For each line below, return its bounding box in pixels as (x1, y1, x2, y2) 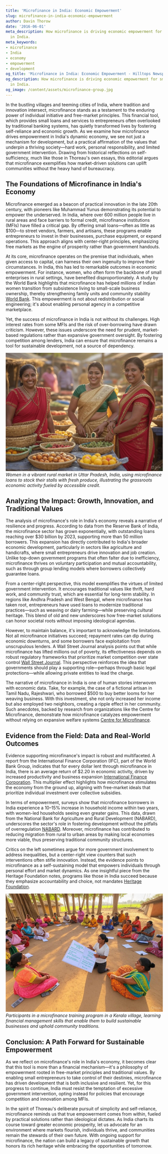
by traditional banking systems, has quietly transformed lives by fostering (5, 123, 157, 129)
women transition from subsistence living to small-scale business (5, 285, 140, 291)
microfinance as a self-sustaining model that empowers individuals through (5, 862, 161, 868)
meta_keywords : (5, 40, 37, 45)
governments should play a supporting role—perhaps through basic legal (5, 665, 156, 671)
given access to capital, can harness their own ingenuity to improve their (5, 258, 155, 265)
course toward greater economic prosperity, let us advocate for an (5, 1121, 143, 1127)
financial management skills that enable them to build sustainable (5, 1018, 142, 1024)
